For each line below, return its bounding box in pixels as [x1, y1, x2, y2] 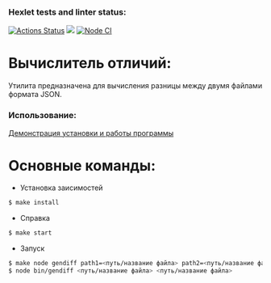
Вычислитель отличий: [8, 54, 172, 73]
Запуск [19, 243, 45, 253]
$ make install [8, 199, 60, 207]
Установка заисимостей [19, 183, 103, 192]
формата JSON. [8, 90, 62, 99]
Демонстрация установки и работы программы [8, 128, 174, 137]
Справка [19, 213, 51, 223]
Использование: [8, 110, 77, 121]
